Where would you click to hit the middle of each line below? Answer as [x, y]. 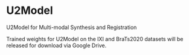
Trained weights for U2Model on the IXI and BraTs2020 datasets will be [95, 39]
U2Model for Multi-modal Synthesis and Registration [72, 27]
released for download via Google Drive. [56, 45]
